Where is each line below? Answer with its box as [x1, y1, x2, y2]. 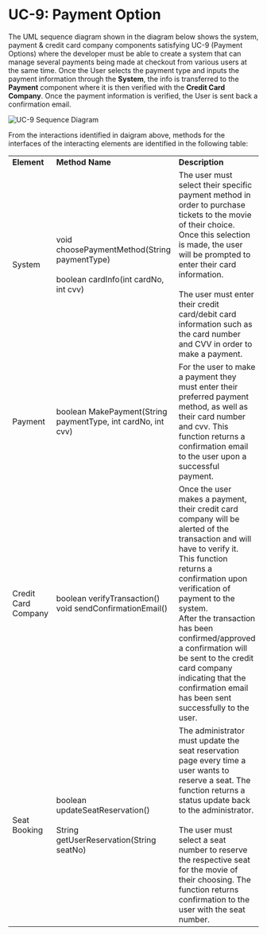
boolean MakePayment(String [56, 405, 168, 417]
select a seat [178, 834, 226, 845]
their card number [178, 411, 246, 422]
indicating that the [178, 672, 246, 683]
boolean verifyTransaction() [56, 592, 161, 603]
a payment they [178, 371, 237, 382]
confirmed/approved [178, 632, 256, 643]
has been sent [178, 692, 232, 703]
